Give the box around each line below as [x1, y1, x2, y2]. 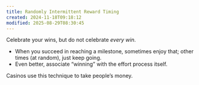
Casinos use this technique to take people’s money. [6, 72, 133, 80]
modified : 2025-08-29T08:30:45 [6, 20, 85, 26]
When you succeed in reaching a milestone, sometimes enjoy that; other [14, 48, 194, 55]
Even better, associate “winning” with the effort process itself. [14, 60, 168, 68]
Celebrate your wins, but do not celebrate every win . [6, 37, 136, 44]
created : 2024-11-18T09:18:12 [6, 14, 82, 20]
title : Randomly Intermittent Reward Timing [6, 8, 119, 15]
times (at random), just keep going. [14, 54, 102, 62]
